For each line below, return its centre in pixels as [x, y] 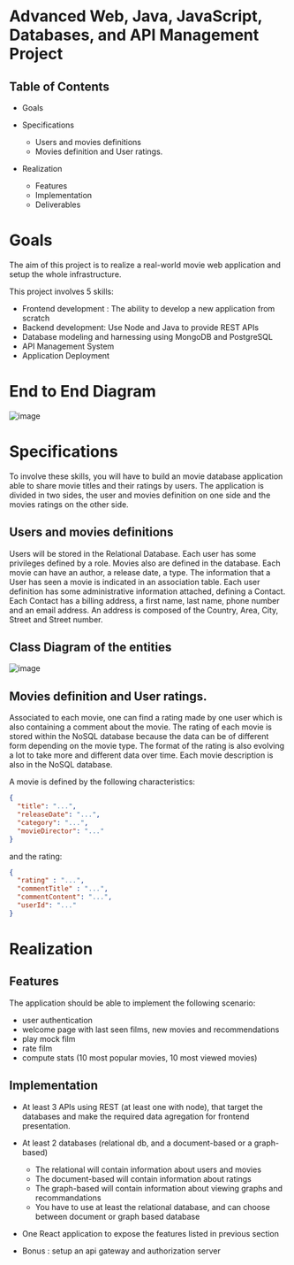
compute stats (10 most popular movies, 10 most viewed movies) [139, 1057]
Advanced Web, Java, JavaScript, [136, 16]
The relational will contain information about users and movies [148, 1169]
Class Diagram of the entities [90, 648]
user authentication [57, 1020]
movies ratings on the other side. [69, 504]
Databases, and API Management [134, 35]
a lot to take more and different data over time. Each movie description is [141, 755]
